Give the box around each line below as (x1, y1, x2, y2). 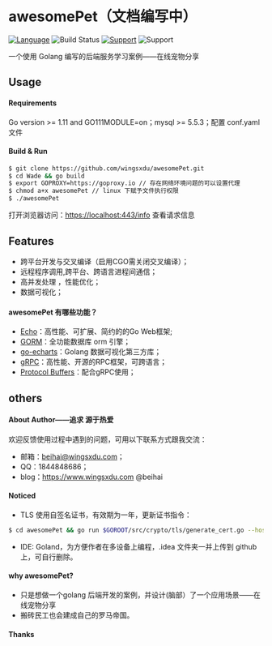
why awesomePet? (8, 571, 74, 580)
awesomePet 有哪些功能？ (8, 307, 98, 317)
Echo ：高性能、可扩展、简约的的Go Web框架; (19, 327, 172, 336)
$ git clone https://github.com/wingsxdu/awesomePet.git (8, 164, 205, 173)
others (8, 391, 43, 405)
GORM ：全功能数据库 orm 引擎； (19, 337, 131, 347)
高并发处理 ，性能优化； (19, 276, 101, 286)
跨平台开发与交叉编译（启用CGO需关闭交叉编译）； (19, 256, 189, 266)
